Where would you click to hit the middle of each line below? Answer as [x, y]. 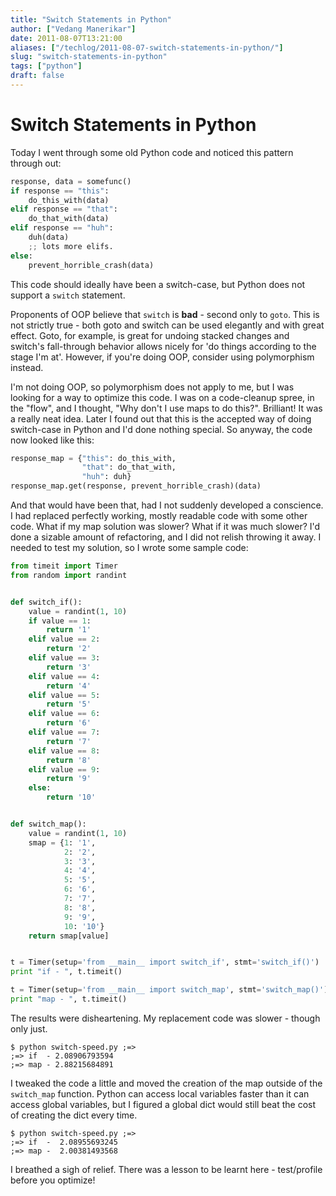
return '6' [69, 723]
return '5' [69, 704]
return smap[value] [69, 936]
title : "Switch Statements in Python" [91, 19]
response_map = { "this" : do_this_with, [93, 458]
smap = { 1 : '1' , [62, 842]
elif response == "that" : [64, 209]
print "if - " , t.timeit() [66, 972]
